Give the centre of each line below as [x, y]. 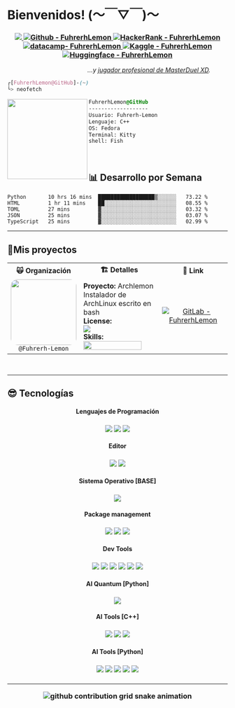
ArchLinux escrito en [117, 303]
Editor [117, 446]
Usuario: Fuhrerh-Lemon [123, 115]
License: [98, 321]
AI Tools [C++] [117, 617]
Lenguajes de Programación [117, 411]
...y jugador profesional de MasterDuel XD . [149, 70]
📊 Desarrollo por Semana [145, 178]
